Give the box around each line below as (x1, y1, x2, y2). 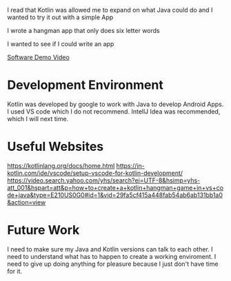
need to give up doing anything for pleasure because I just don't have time (7, 260, 219, 268)
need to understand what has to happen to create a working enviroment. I (7, 252, 217, 260)
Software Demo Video (7, 53, 70, 61)
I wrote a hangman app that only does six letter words (7, 27, 160, 34)
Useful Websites (7, 139, 104, 154)
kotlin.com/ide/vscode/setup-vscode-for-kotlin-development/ (7, 169, 183, 177)
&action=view (7, 198, 46, 206)
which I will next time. (7, 114, 69, 123)
